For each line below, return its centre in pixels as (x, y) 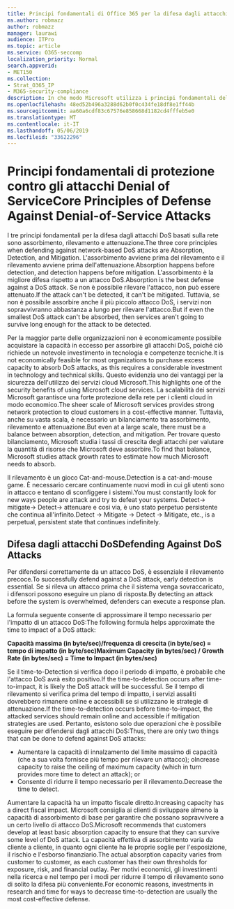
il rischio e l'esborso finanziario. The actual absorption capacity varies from (115, 855)
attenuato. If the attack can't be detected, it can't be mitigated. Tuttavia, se (114, 295)
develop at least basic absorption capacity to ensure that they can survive (114, 832)
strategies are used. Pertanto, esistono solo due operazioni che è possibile (114, 724)
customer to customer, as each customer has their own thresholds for (107, 862)
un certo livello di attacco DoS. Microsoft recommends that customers (107, 825)
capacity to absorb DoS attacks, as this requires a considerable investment (115, 368)
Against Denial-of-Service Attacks (109, 216)
